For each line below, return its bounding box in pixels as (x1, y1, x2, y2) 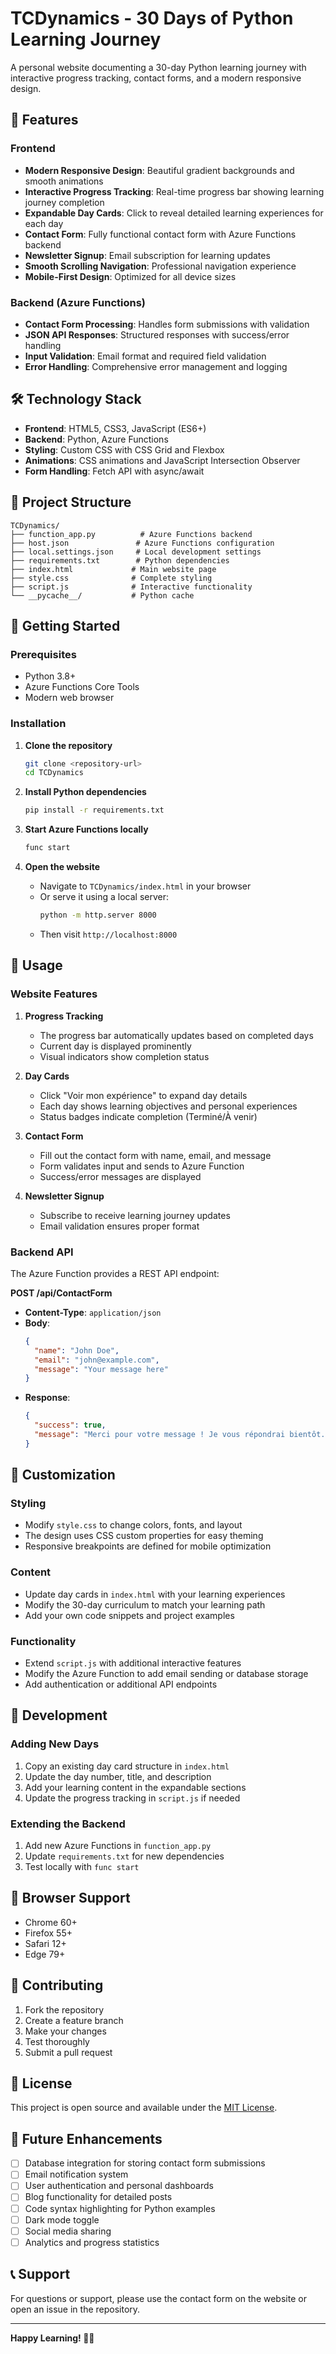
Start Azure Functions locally (24, 823, 149, 836)
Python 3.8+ (24, 670, 77, 682)
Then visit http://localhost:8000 (39, 928, 178, 940)
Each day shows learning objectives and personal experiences (39, 1100, 298, 1112)
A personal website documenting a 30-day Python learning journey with (10, 61, 307, 73)
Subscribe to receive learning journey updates (39, 1209, 231, 1221)
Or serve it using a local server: (39, 891, 170, 903)
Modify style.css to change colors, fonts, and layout (24, 1519, 243, 1531)
